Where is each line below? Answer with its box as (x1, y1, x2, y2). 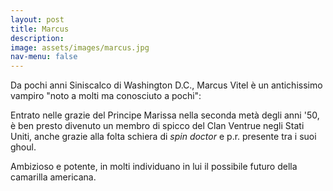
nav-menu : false (10, 52, 78, 62)
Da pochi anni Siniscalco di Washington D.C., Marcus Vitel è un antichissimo (10, 79, 323, 91)
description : (10, 33, 65, 43)
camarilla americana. (10, 171, 97, 183)
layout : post (10, 14, 65, 25)
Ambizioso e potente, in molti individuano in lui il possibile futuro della (10, 161, 298, 173)
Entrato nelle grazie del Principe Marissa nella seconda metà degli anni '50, (10, 109, 320, 121)
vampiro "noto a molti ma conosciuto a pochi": (10, 90, 202, 102)
